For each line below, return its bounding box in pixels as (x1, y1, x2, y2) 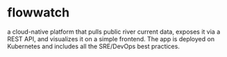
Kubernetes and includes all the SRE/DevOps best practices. (7, 42, 180, 50)
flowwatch (7, 5, 70, 21)
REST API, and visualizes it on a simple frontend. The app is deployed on (7, 34, 215, 43)
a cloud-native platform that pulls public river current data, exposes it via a (7, 27, 221, 36)
